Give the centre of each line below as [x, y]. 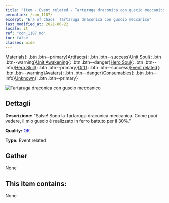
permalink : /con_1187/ [29, 15]
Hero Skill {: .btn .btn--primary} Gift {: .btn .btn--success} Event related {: [88, 67]
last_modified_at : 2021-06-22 [37, 24]
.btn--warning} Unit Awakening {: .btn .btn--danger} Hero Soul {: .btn [74, 62]
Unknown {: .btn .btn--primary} [47, 78]
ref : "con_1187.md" [26, 33]
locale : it [17, 29]
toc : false [17, 38]
